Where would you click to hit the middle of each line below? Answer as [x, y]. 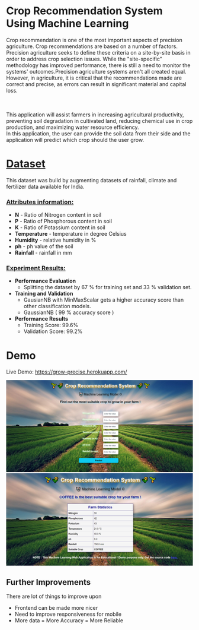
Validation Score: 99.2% [53, 331]
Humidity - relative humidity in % [55, 240]
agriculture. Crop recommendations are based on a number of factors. [92, 46]
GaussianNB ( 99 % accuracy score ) [69, 312]
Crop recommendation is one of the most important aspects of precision [94, 40]
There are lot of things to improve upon [54, 596]
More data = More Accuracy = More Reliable [69, 620]
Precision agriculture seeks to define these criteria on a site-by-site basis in [98, 52]
